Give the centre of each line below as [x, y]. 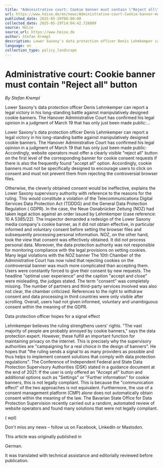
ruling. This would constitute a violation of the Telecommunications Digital [79, 199]
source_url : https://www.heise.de [40, 32]
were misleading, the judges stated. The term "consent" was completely [77, 281]
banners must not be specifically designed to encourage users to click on [78, 169]
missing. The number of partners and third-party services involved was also [81, 286]
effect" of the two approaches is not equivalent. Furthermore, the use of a [79, 388]
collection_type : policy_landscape [41, 50]
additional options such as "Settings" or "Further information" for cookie [77, 378]
